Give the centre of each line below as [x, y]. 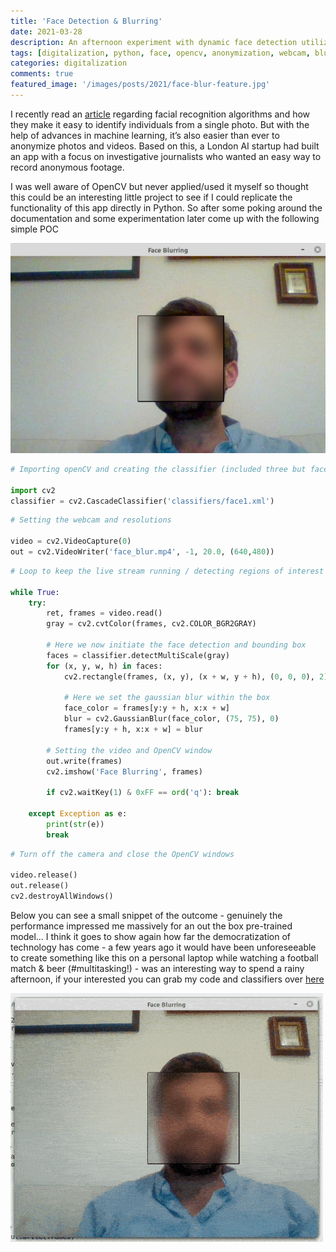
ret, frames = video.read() [104, 613]
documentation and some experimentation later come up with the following [165, 218]
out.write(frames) [84, 761]
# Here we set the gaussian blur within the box [167, 698]
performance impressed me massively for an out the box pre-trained [151, 926]
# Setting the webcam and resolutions [91, 520]
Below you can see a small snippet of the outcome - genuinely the [146, 915]
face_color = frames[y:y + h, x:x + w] [146, 708]
